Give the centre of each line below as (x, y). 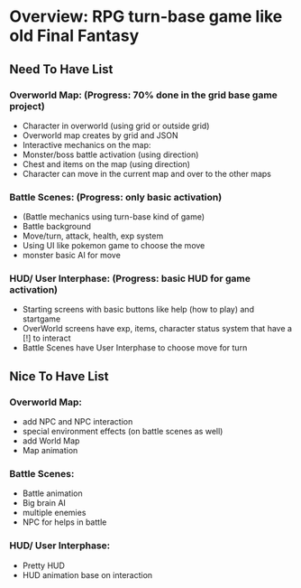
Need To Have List (61, 69)
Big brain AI (44, 503)
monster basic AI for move (72, 256)
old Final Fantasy (74, 36)
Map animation (50, 451)
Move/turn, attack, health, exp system (93, 236)
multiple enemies (54, 513)
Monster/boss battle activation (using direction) (110, 154)
